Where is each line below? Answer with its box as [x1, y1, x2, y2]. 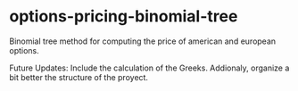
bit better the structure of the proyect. [9, 71, 149, 82]
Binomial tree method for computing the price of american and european [9, 36, 277, 46]
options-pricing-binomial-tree [9, 6, 238, 27]
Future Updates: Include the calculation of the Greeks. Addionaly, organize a [9, 62, 290, 73]
